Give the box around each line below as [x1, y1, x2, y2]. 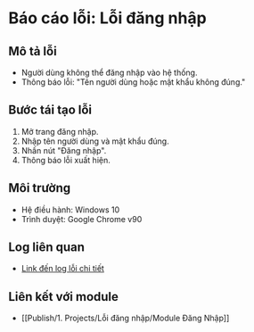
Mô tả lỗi [8, 44, 57, 59]
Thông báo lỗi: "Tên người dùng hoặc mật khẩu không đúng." [20, 77, 246, 87]
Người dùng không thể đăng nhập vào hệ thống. [20, 67, 198, 78]
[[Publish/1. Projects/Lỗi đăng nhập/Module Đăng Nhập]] [20, 312, 230, 324]
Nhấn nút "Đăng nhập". [20, 145, 107, 155]
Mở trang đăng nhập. [20, 126, 99, 137]
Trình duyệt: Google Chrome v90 [20, 213, 143, 224]
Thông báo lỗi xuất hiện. [20, 154, 111, 165]
